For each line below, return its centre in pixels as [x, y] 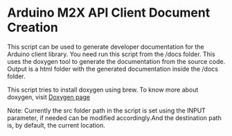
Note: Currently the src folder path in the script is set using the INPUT [107, 110]
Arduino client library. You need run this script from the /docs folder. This [111, 54]
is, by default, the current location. [56, 125]
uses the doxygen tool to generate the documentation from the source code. [116, 61]
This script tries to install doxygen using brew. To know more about [103, 90]
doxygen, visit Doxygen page [49, 97]
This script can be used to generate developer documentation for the [106, 46]
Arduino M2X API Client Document [109, 13]
